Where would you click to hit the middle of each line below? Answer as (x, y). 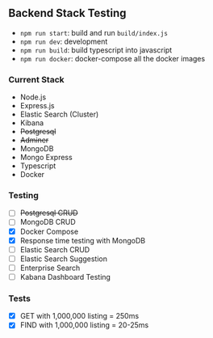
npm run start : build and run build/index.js (94, 32)
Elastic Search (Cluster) (59, 114)
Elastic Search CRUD (55, 249)
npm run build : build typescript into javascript (96, 50)
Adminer (34, 140)
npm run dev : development (64, 41)
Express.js (37, 106)
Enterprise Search (50, 268)
